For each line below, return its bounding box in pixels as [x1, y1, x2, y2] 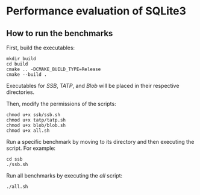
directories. [6, 88, 35, 96]
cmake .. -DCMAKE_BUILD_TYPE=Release [6, 66, 101, 72]
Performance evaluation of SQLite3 [6, 4, 187, 18]
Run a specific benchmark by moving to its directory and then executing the [6, 138, 195, 145]
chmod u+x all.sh [6, 128, 50, 134]
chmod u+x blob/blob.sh [6, 122, 66, 128]
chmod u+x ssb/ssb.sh [6, 112, 61, 118]
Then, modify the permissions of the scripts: [6, 101, 116, 107]
